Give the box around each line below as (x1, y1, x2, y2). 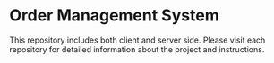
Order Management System (9, 5, 219, 26)
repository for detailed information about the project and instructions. (9, 43, 265, 54)
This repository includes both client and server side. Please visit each (9, 35, 266, 45)
